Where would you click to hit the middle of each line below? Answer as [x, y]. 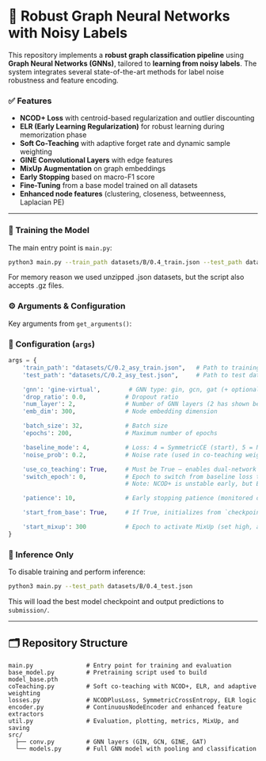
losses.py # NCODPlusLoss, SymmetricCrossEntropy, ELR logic [133, 700]
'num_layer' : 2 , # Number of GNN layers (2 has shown [136, 404]
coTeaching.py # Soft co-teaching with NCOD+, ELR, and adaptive [133, 686]
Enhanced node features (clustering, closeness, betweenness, [123, 194]
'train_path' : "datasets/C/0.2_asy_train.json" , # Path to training [141, 368]
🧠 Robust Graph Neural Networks [120, 16]
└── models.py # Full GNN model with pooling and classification [136, 748]
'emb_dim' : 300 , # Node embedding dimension [120, 411]
